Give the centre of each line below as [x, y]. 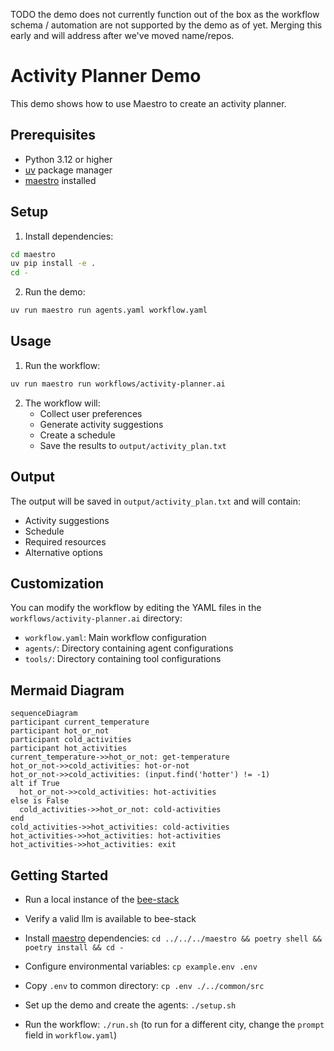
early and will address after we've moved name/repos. [122, 35]
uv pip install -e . [53, 264]
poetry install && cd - [74, 948]
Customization [57, 583]
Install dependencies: [69, 236]
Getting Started [59, 875]
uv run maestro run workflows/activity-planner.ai [118, 384]
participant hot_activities [69, 749]
